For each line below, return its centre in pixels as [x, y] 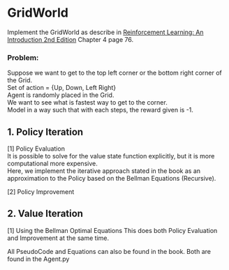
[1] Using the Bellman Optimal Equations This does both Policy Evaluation [112, 230]
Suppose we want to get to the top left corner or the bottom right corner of [114, 73]
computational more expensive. [52, 164]
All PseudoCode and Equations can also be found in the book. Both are [109, 251]
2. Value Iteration [45, 214]
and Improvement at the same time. [58, 238]
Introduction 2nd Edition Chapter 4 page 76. [71, 39]
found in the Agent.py [38, 259]
